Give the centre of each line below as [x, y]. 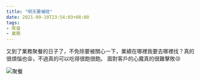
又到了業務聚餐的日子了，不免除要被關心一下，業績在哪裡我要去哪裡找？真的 [100, 52]
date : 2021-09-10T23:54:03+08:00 [48, 17]
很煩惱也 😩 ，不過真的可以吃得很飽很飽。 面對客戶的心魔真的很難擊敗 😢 [93, 59]
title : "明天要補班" [29, 12]
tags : [13, 23]
